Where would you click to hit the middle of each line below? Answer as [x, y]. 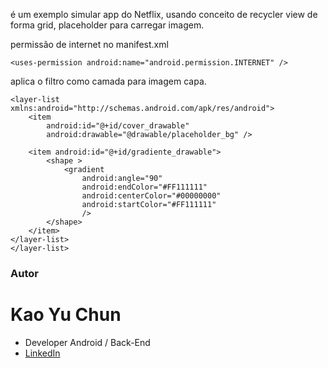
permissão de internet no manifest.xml [89, 44]
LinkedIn [42, 353]
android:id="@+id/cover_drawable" [118, 126]
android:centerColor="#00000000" [151, 196]
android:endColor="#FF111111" [144, 187]
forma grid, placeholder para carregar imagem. [107, 25]
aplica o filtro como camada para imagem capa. [108, 81]
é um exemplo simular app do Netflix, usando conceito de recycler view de [164, 14]
